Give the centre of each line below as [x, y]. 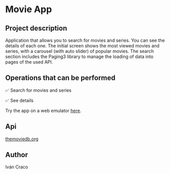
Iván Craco [17, 167]
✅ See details [20, 100]
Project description [36, 28]
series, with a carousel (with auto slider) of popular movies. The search [80, 51]
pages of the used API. [29, 62]
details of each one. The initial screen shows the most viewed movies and [82, 46]
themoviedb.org [22, 139]
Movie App [29, 9]
